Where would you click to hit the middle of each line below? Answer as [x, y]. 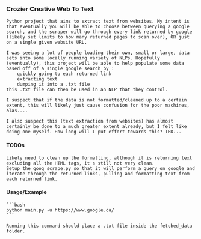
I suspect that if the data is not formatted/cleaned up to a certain [97, 100]
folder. [16, 231]
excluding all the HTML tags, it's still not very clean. [80, 163]
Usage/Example [26, 192]
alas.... [17, 111]
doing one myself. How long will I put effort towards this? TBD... [94, 132]
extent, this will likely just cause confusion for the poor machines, [98, 106]
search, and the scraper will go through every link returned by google [99, 32]
